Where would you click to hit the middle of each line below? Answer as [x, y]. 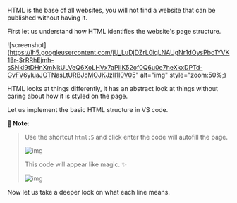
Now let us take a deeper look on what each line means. [89, 192]
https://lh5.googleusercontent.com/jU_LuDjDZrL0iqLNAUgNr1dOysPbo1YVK [120, 53]
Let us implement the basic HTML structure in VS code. [88, 110]
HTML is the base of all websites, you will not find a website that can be [112, 10]
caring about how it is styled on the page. [68, 96]
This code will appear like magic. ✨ [75, 164]
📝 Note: [18, 123]
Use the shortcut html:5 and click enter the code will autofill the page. [126, 137]
